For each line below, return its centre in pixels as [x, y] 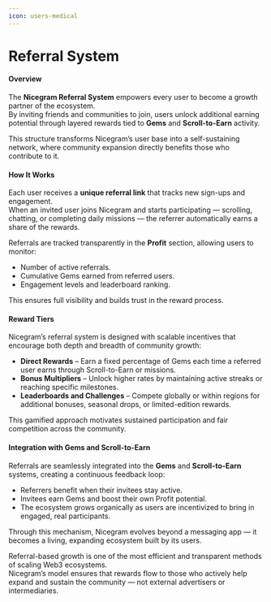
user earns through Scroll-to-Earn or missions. [98, 370]
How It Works [32, 175]
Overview [25, 79]
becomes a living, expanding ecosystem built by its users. [105, 540]
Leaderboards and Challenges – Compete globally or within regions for [140, 396]
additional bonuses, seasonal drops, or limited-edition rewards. [125, 405]
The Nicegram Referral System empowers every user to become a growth [133, 97]
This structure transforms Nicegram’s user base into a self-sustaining [124, 139]
